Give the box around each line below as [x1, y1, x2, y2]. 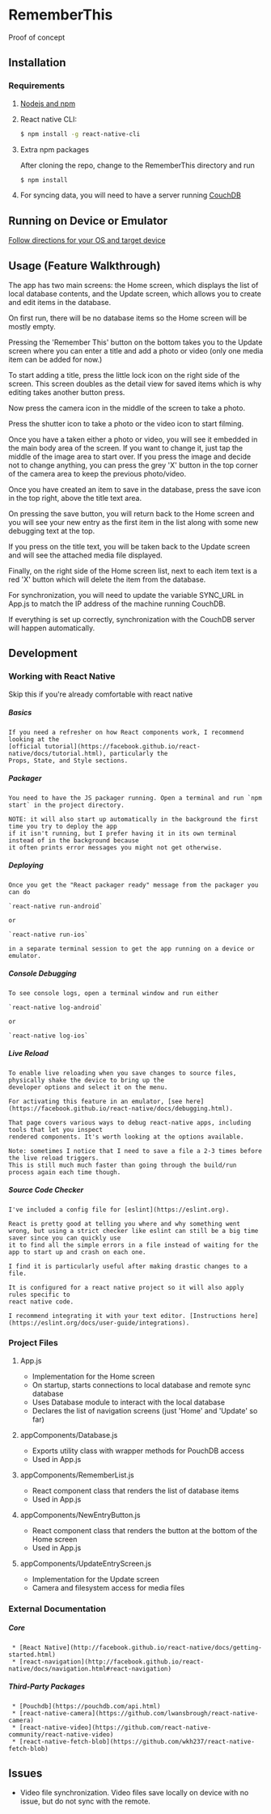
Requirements [8, 80, 66, 91]
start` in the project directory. [8, 801, 125, 809]
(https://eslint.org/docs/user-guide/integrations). [8, 1319, 190, 1327]
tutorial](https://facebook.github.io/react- [44, 742, 201, 750]
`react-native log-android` [8, 1003, 104, 1011]
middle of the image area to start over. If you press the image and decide [8, 451, 252, 461]
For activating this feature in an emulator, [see [8, 1097, 183, 1105]
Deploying [8, 860, 44, 871]
